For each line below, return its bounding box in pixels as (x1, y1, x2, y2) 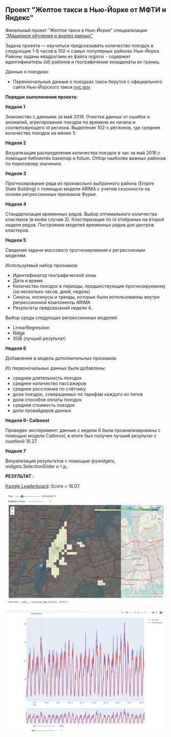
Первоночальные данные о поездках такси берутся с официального (12, 78, 162, 85)
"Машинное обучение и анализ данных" (5, 32, 93, 39)
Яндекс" (5, 14, 34, 22)
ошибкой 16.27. (5, 438, 38, 444)
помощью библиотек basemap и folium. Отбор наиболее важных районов (5, 155, 166, 161)
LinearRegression (12, 324, 50, 330)
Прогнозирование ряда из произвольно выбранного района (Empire (5, 180, 155, 186)
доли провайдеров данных (12, 407, 71, 413)
